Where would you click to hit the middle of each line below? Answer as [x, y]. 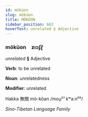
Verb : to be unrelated [28, 68]
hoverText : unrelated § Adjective [42, 29]
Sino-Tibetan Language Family [38, 109]
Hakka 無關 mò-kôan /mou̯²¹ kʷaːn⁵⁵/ [44, 99]
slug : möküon [19, 15]
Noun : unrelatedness [28, 78]
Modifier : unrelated [26, 88]
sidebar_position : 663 [29, 24]
